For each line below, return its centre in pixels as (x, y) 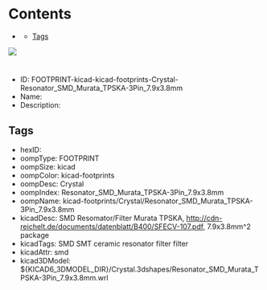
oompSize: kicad (48, 166)
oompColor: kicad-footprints (67, 175)
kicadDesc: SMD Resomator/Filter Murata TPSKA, (102, 218)
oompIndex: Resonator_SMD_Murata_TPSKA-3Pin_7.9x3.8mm (122, 192)
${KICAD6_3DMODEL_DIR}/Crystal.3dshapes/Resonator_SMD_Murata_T (139, 269)
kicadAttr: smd (44, 252)
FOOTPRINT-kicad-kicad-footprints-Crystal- (105, 80)
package (35, 235)
